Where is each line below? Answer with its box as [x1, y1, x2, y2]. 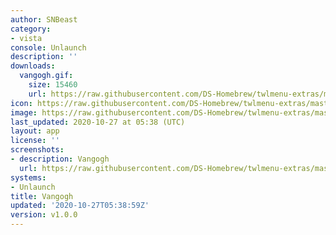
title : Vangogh [10, 191, 74, 201]
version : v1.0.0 [10, 210, 78, 220]
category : [10, 24, 52, 34]
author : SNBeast [10, 14, 78, 25]
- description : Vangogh [10, 154, 110, 164]
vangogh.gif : [19, 71, 74, 81]
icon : [10, 98, 33, 108]
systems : [10, 172, 47, 183]
